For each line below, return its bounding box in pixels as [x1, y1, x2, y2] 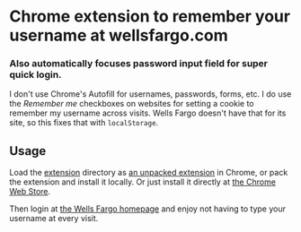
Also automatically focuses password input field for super [9, 57, 268, 70]
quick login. [9, 69, 62, 82]
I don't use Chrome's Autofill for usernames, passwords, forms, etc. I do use [9, 89, 292, 99]
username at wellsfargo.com [9, 25, 229, 46]
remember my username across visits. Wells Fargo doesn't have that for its [9, 107, 287, 118]
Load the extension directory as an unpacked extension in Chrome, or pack [9, 168, 288, 178]
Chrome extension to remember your [9, 6, 290, 27]
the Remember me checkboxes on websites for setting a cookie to [9, 99, 254, 109]
